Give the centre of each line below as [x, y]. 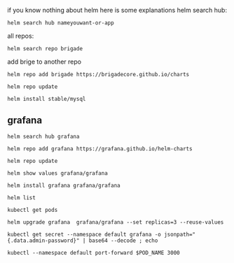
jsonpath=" [180, 234]
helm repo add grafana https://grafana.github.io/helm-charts [100, 149]
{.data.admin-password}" [43, 241]
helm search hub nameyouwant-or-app [61, 23]
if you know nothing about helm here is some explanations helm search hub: [117, 10]
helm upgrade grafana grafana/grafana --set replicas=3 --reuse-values [116, 222]
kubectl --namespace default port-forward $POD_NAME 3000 [94, 253]
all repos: [21, 36]
